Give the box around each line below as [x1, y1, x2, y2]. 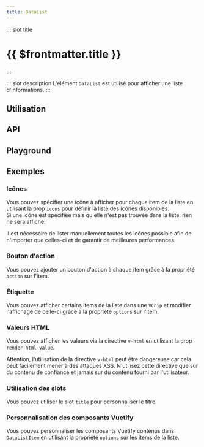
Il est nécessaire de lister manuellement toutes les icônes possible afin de [6, 230, 192, 237]
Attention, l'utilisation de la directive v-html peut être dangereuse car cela [6, 356, 191, 363]
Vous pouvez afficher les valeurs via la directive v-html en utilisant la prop [6, 337, 192, 345]
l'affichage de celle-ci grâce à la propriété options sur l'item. [6, 308, 159, 316]
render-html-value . [6, 344, 55, 351]
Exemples [6, 166, 45, 177]
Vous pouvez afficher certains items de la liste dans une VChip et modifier [6, 302, 191, 309]
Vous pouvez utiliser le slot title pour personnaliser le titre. [6, 398, 157, 405]
